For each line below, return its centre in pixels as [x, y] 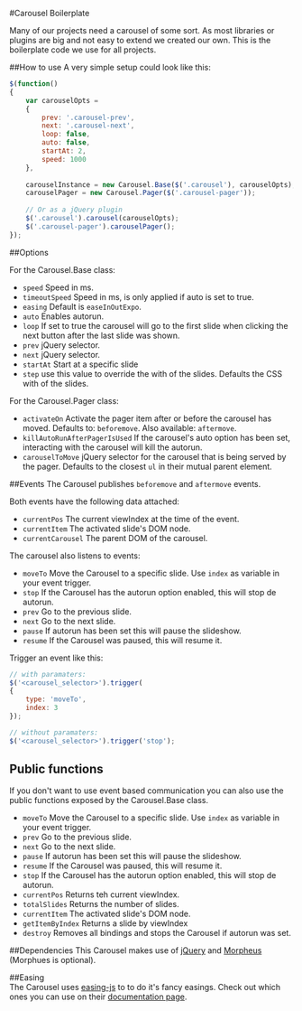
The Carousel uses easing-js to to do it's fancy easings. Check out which [145, 988]
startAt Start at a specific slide [80, 364]
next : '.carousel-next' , [88, 126]
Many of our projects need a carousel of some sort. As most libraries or [142, 30]
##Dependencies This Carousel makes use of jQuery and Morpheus [136, 950]
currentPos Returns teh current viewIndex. [101, 894]
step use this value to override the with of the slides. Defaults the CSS [152, 373]
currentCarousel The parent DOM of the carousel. [115, 538]
